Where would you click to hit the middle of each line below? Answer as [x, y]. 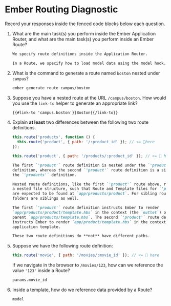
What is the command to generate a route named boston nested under [86, 73]
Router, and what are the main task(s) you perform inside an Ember [83, 39]
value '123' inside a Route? [41, 271]
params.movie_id [29, 280]
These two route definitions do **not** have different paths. [81, 236]
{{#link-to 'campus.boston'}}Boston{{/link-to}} [65, 112]
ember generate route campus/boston [51, 88]
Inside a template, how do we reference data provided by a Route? [82, 290]
